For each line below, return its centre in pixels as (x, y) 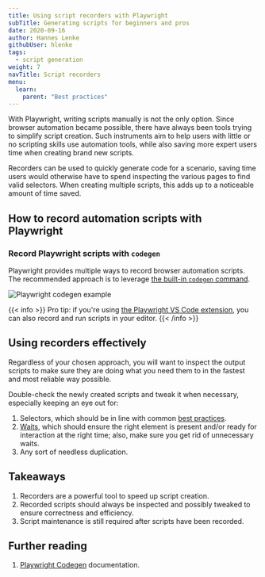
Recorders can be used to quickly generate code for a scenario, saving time (132, 168)
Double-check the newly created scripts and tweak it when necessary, (124, 394)
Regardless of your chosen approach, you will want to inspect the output (127, 362)
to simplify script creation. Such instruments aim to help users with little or (130, 136)
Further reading (48, 546)
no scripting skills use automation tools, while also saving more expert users (133, 144)
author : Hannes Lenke (44, 38)
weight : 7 (25, 67)
